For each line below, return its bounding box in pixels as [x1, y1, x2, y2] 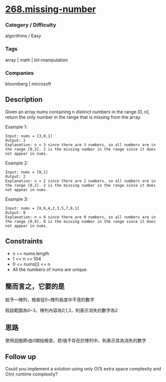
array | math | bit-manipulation [5, 57, 68, 63]
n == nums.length [12, 250, 49, 256]
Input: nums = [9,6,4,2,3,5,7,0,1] [5, 206, 80, 211]
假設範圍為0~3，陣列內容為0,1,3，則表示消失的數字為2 [5, 307, 118, 313]
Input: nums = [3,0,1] [5, 133, 53, 139]
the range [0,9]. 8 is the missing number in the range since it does [5, 219, 156, 224]
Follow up [5, 352, 36, 361]
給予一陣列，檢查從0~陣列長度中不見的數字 [5, 297, 95, 303]
